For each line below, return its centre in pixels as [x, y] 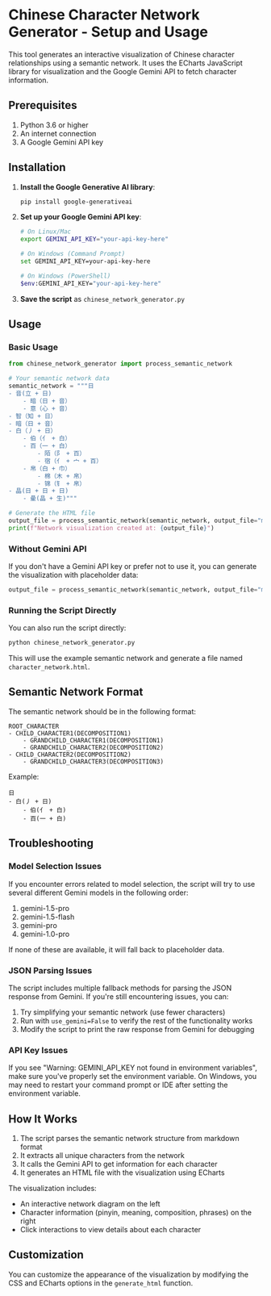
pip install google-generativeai [76, 202]
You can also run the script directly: [67, 628]
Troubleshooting [51, 844]
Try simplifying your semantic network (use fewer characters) [123, 1012]
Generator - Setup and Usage [108, 32]
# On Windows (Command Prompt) [73, 254]
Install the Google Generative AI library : [88, 186]
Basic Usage [33, 347]
